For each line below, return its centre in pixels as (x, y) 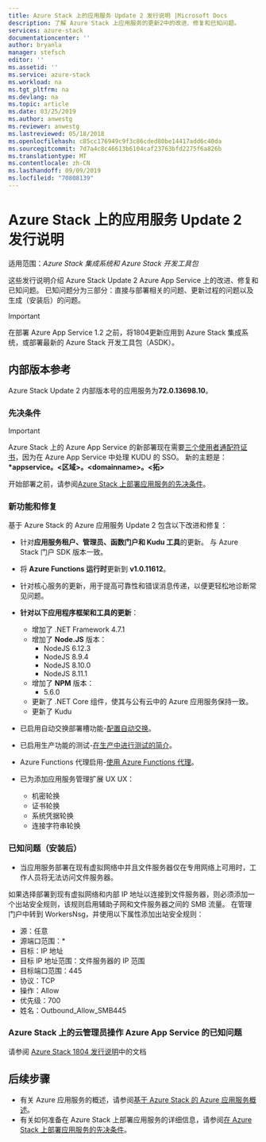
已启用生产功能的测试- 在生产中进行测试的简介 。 (98, 745)
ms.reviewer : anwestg (44, 126)
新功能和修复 (33, 506)
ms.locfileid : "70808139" (51, 178)
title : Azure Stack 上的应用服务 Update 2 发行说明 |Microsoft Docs (118, 15)
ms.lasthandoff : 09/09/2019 (55, 171)
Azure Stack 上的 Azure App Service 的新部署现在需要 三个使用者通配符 (124, 447)
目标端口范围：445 (51, 970)
